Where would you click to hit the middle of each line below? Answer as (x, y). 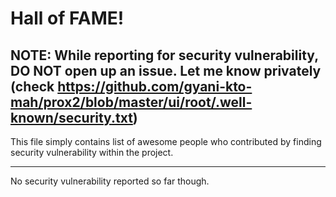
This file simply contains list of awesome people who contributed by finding (166, 141)
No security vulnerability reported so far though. (110, 181)
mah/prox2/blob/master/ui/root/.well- (131, 102)
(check (32, 86)
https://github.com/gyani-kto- (155, 86)
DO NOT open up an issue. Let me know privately (166, 70)
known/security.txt (71, 117)
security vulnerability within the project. (92, 152)
